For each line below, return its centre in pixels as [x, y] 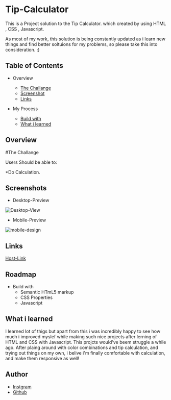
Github [20, 392]
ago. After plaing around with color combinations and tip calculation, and [82, 347]
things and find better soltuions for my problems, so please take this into [81, 44]
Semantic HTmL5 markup [47, 292]
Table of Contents [34, 66]
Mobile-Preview [29, 220]
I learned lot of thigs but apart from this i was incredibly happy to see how [83, 331]
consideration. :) [22, 49]
